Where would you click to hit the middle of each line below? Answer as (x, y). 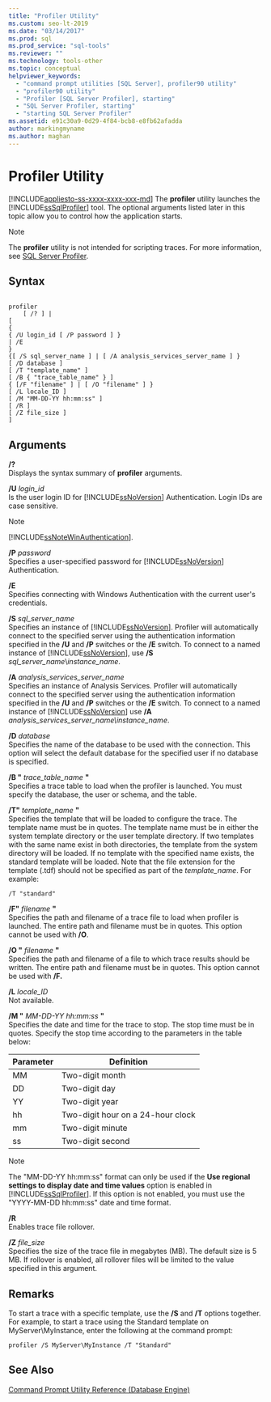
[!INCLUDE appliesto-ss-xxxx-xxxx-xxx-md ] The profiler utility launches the (134, 198)
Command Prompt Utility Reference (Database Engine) (99, 1389)
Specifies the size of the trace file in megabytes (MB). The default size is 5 (133, 1252)
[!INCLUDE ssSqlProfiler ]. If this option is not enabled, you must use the (127, 1194)
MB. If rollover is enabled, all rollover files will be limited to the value (121, 1260)
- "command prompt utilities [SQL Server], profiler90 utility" (126, 83)
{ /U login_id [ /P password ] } (65, 335)
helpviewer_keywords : (45, 76)
